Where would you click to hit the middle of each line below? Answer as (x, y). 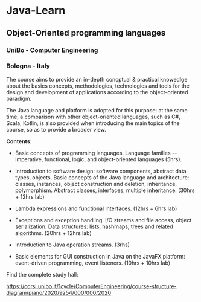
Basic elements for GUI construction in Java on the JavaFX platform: (100, 256)
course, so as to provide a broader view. (56, 129)
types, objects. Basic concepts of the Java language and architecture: (102, 177)
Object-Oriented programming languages (86, 33)
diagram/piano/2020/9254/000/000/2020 (59, 292)
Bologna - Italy (28, 66)
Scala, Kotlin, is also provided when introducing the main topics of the (93, 123)
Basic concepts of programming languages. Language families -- (96, 153)
